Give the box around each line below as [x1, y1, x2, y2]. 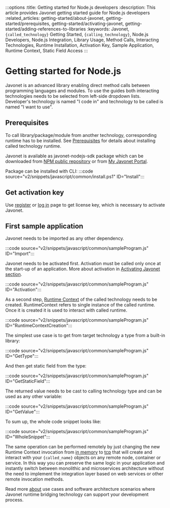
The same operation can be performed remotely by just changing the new [5, 444, 160, 450]
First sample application [5, 221, 83, 231]
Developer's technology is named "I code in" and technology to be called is [5, 98, 164, 104]
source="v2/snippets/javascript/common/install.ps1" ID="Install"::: [5, 173, 145, 180]
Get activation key [5, 188, 65, 197]
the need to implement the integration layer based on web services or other [5, 471, 164, 477]
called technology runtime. [5, 143, 62, 149]
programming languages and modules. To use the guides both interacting [5, 88, 159, 94]
